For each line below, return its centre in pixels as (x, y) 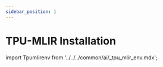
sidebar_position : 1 (31, 12)
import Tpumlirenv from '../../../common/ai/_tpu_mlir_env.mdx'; (82, 58)
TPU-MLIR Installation (61, 41)
